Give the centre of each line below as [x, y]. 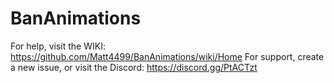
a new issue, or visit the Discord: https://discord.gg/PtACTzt [134, 67]
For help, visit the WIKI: [58, 46]
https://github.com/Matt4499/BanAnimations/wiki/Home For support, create [167, 56]
